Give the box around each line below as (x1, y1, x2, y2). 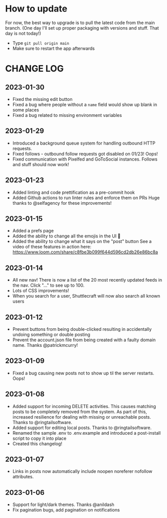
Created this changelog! (12, 440, 63, 447)
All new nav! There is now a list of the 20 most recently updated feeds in (12, 277, 162, 283)
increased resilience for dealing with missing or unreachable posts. (12, 414, 151, 420)
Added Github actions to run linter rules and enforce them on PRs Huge (12, 194, 160, 201)
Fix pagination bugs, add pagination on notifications (12, 507, 120, 513)
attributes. (12, 474, 34, 480)
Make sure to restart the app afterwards (12, 45, 95, 51)
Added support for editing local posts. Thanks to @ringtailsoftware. (12, 425, 152, 431)
